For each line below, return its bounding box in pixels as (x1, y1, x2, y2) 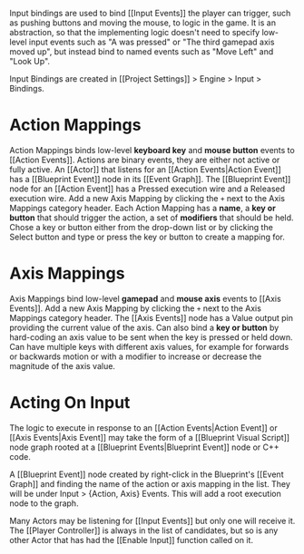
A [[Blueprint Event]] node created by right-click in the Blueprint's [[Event (9, 469, 284, 480)
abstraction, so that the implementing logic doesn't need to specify (9, 27, 260, 37)
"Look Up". (9, 56, 51, 66)
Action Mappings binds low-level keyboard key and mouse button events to (9, 144, 295, 155)
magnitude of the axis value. (9, 360, 116, 371)
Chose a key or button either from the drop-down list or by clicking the (9, 221, 274, 232)
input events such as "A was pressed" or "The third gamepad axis (28, 36, 275, 47)
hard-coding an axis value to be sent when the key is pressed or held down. (9, 331, 293, 343)
